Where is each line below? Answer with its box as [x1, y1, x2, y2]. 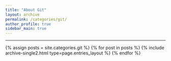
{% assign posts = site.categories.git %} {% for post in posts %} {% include [5, 45, 164, 51]
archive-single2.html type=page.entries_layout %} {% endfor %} [5, 50, 141, 56]
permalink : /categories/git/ [5, 17, 67, 22]
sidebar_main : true [5, 26, 47, 31]
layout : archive [5, 12, 40, 17]
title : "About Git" [5, 7, 47, 13]
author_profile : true [5, 21, 51, 27]
